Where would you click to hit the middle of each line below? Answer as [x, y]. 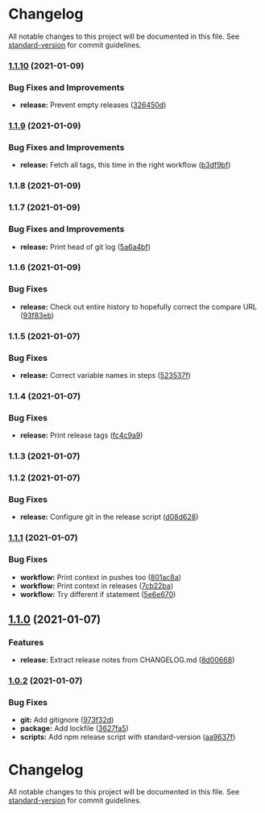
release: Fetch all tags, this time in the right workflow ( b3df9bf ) [125, 165]
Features [26, 642]
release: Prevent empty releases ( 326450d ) [93, 105]
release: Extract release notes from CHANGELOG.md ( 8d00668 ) [127, 660]
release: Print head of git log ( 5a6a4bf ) [85, 247]
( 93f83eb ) [37, 315]
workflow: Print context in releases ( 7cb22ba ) [97, 586]
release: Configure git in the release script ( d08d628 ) [109, 517]
